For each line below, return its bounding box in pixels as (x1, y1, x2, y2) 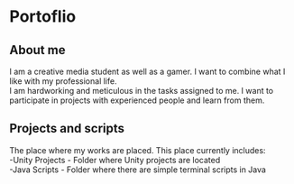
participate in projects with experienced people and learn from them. (9, 95, 265, 106)
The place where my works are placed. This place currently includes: (9, 144, 266, 155)
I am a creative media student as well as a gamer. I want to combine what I (9, 66, 286, 77)
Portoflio (9, 6, 77, 27)
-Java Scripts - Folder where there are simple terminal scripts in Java (9, 164, 266, 175)
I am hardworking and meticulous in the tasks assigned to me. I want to (9, 86, 274, 96)
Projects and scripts (9, 121, 124, 136)
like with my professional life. (9, 76, 117, 87)
